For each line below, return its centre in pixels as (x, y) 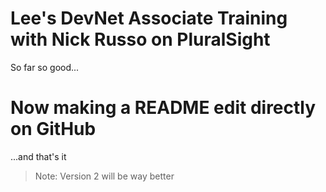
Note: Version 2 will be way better (104, 176)
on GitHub (53, 129)
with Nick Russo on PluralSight (140, 39)
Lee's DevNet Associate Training (149, 18)
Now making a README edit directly (163, 108)
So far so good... (45, 67)
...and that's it (38, 156)
